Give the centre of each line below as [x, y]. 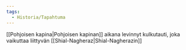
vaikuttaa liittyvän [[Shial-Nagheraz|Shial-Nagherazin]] [74, 40]
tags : [13, 12]
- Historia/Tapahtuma [39, 17]
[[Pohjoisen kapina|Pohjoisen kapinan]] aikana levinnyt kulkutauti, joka [93, 34]
